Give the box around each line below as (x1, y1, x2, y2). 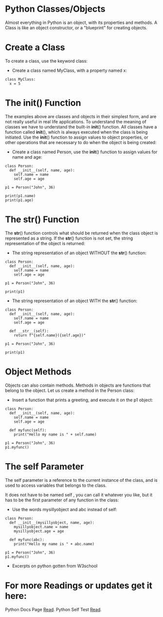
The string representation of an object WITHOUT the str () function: (12, 250, 147, 256)
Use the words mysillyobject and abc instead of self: (12, 506, 118, 512)
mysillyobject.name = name (14, 524, 69, 529)
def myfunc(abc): (9, 537, 45, 542)
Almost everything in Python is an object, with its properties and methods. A (5, 20, 158, 25)
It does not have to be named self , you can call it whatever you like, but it (5, 492, 153, 497)
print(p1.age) (5, 198, 34, 203)
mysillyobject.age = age (14, 529, 64, 534)
